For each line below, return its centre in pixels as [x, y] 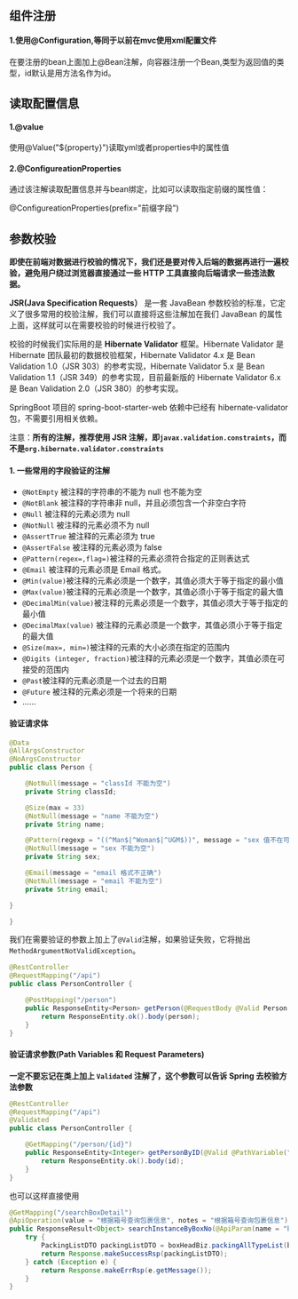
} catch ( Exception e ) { [71, 1262]
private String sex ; [63, 857]
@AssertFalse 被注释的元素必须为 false [92, 547]
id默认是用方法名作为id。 [70, 73]
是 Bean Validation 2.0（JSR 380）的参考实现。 [96, 388]
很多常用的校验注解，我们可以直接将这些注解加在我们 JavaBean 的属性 [153, 315]
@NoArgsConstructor [45, 759]
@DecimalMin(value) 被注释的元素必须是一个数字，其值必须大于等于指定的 [155, 603]
